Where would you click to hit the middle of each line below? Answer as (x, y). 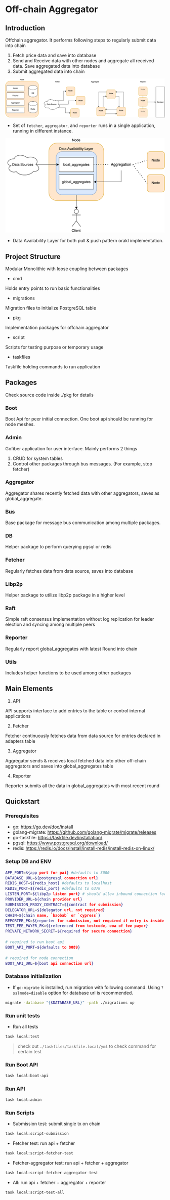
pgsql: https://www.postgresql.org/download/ (60, 843)
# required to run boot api (35, 942)
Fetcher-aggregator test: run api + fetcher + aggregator (70, 1163)
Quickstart (23, 802)
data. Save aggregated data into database (56, 66)
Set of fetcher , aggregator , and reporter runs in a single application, (84, 125)
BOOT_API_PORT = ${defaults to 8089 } (43, 947)
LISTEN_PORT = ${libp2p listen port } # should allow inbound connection (81, 894)
